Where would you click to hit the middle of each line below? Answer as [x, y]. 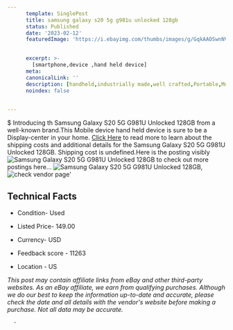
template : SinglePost [57, 14]
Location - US [37, 266]
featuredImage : [48, 40]
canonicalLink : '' [52, 78]
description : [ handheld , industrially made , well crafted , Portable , [123, 84]
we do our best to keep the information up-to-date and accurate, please [111, 295]
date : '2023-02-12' [53, 33]
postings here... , [105, 167]
